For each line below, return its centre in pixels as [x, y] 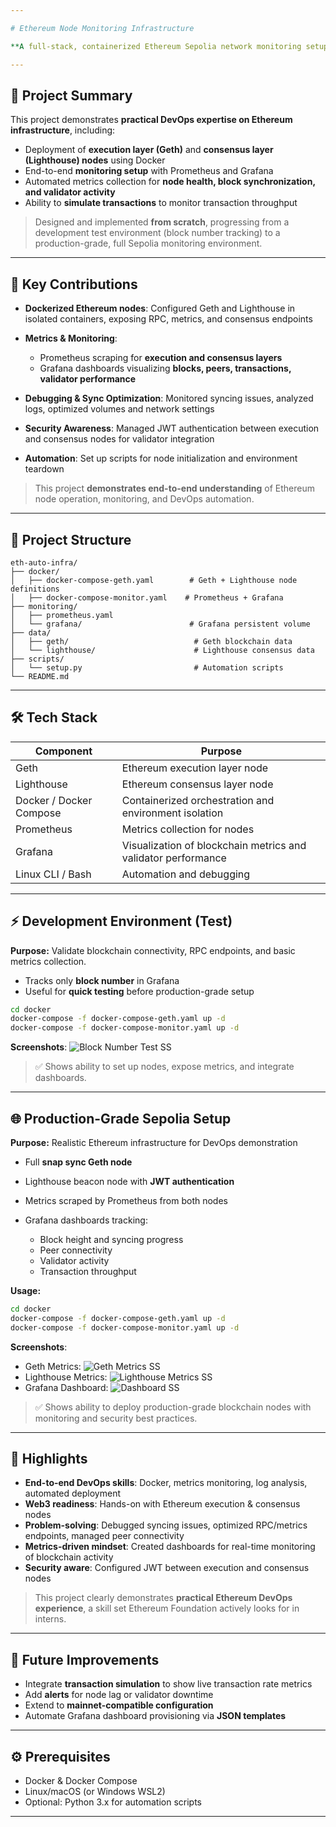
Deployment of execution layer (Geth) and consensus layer [149, 150]
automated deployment [72, 1493]
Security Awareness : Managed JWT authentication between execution [172, 428]
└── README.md [40, 676]
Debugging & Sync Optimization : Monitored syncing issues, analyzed [169, 398]
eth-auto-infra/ [44, 562]
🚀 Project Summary [71, 95]
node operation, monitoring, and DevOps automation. [144, 499]
